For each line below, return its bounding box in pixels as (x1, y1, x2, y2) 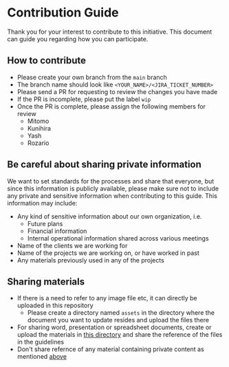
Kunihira (27, 124, 52, 132)
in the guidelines (17, 338, 64, 346)
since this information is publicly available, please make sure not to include (7, 184, 219, 192)
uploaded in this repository (17, 301, 94, 310)
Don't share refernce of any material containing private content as (17, 345, 204, 353)
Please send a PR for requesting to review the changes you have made (17, 87, 218, 96)
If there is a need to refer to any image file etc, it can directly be (17, 294, 197, 302)
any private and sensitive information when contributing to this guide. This (7, 191, 218, 200)
